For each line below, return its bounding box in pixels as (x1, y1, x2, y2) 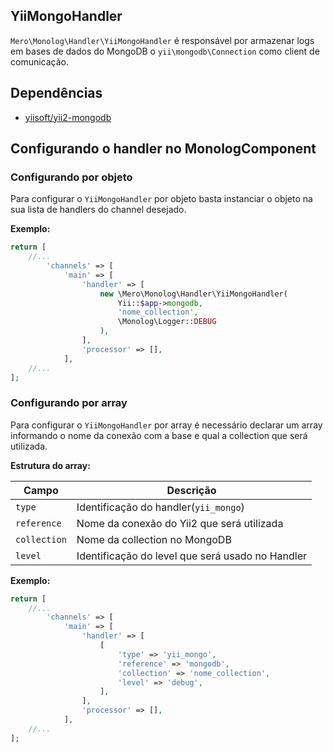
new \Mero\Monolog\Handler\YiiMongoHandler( (99, 289, 288, 299)
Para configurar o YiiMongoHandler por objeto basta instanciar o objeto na (10, 193, 313, 205)
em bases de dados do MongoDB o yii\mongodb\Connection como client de (10, 45, 320, 57)
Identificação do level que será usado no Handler (76, 549, 308, 563)
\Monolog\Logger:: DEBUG (117, 317, 217, 327)
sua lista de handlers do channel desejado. (10, 204, 187, 216)
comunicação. (10, 55, 70, 68)
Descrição (166, 483, 217, 497)
